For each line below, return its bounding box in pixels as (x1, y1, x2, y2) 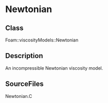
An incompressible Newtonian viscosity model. (5, 65, 103, 71)
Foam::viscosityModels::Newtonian (5, 37, 79, 43)
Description (5, 51, 43, 60)
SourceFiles (5, 80, 44, 88)
